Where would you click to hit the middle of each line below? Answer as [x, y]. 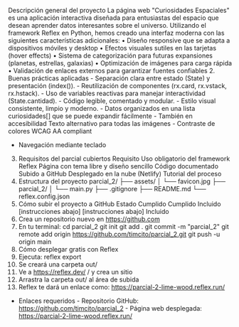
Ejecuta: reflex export [50, 257]
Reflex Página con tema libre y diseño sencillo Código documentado [118, 166]
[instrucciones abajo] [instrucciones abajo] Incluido [94, 211]
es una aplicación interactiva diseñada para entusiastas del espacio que [113, 18]
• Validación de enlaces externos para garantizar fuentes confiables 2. [112, 71]
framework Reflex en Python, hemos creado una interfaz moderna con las [116, 33]
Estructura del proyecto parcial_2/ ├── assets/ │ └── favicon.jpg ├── [122, 181]
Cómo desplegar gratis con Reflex [68, 249]
